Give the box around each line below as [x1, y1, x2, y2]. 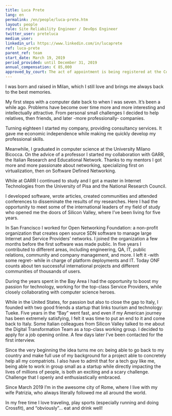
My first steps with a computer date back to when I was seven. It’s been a [5, 99, 161, 105]
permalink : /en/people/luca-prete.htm [5, 17, 88, 22]
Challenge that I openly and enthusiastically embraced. [5, 375, 121, 380]
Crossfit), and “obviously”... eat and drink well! [5, 405, 103, 411]
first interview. [5, 337, 36, 343]
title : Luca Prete [5, 7, 45, 13]
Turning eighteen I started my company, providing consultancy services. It [5, 125, 162, 131]
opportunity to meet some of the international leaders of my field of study [5, 204, 160, 210]
